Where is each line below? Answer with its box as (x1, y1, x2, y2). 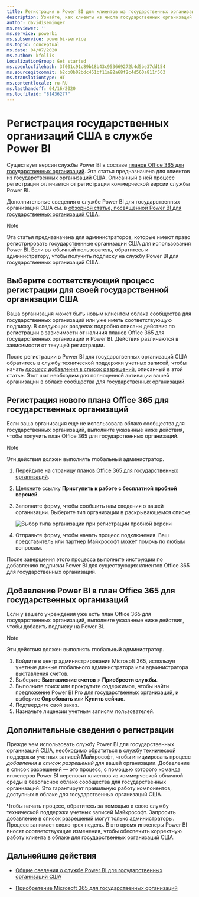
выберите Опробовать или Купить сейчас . (15, 695, 126, 702)
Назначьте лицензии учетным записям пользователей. (15, 708, 155, 715)
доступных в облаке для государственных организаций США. (6, 790, 163, 798)
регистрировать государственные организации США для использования (6, 240, 191, 247)
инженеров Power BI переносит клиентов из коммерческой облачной (6, 772, 184, 779)
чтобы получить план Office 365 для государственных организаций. (6, 433, 179, 440)
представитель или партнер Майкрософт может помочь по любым (15, 538, 185, 545)
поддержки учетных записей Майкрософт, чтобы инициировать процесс (6, 753, 191, 760)
